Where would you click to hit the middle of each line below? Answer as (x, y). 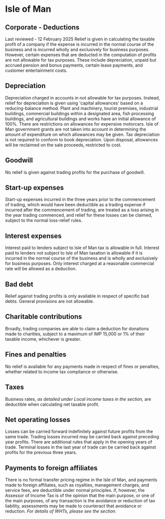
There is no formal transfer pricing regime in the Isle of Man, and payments (81, 480)
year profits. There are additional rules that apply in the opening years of (79, 442)
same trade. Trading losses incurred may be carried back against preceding (82, 437)
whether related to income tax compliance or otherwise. (62, 372)
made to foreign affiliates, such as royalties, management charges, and (77, 485)
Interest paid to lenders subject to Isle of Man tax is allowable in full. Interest (82, 248)
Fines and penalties (36, 355)
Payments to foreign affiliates (51, 468)
